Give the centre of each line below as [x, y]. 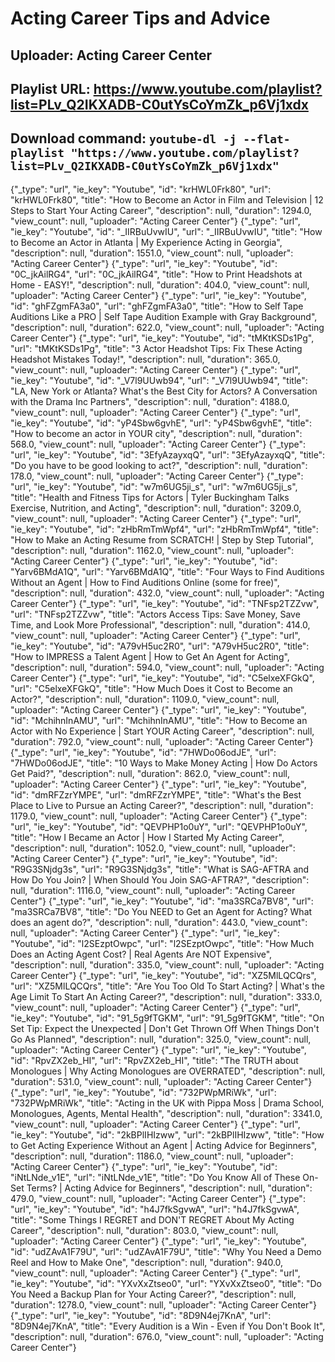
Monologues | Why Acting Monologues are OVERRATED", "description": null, [168, 1071]
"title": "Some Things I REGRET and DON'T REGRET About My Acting [152, 1219]
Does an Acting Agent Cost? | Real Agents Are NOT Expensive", [141, 954]
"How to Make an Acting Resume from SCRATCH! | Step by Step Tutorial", [162, 539]
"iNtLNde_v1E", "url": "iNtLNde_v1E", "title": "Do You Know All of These [155, 1177]
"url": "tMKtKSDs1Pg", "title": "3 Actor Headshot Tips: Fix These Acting [156, 348]
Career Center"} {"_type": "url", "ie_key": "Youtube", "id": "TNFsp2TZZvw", [165, 603]
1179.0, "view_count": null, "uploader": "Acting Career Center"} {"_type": [159, 816]
